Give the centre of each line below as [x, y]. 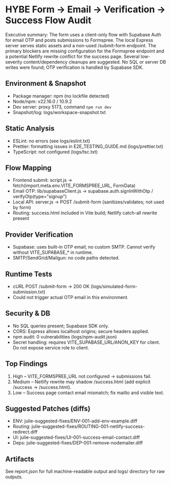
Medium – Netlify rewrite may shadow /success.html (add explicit [82, 382]
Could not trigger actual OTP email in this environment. [71, 297]
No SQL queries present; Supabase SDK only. [61, 326]
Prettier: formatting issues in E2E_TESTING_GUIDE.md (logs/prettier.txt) [88, 146]
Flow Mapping [28, 168]
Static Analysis [30, 129]
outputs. [14, 477]
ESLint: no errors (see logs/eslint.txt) [51, 141]
